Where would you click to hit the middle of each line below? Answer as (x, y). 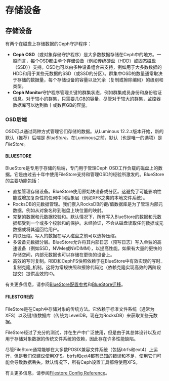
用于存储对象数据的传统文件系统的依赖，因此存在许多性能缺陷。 (72, 338)
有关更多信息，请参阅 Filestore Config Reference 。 (58, 373)
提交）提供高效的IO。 (35, 273)
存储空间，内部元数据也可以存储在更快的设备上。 (64, 255)
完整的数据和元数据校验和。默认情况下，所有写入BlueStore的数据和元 (85, 217)
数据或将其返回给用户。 (37, 229)
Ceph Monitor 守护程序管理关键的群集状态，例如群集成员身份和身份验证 (87, 92)
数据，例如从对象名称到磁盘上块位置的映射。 (59, 210)
